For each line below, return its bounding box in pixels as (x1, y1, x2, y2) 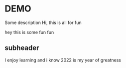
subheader (4, 43, 39, 52)
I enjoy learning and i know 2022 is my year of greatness (4, 57, 122, 63)
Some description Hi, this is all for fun (4, 19, 82, 25)
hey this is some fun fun (4, 29, 54, 35)
